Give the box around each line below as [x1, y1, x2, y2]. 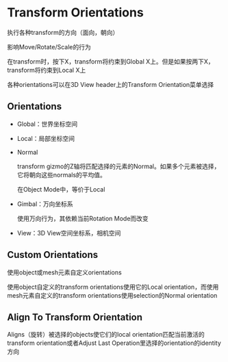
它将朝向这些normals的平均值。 [16, 170, 106, 179]
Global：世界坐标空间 [16, 120, 77, 128]
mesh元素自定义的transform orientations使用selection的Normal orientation [7, 291, 218, 299]
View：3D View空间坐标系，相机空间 [16, 229, 121, 237]
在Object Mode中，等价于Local [16, 185, 105, 193]
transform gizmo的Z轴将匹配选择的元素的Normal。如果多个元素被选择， [16, 162, 220, 170]
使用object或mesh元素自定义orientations [7, 268, 122, 276]
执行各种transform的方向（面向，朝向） [7, 28, 119, 36]
